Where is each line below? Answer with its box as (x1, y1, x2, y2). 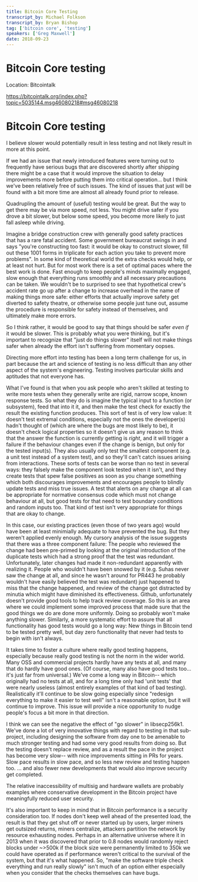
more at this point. (6, 146, 50, 153)
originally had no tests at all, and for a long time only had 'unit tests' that (6, 677, 182, 684)
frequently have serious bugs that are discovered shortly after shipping (6, 163, 179, 170)
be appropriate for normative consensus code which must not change (6, 491, 176, 498)
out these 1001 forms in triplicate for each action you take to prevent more (6, 249, 186, 256)
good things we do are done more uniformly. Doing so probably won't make (6, 609, 190, 616)
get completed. (6, 771, 43, 778)
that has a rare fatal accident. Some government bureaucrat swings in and (6, 236, 187, 243)
